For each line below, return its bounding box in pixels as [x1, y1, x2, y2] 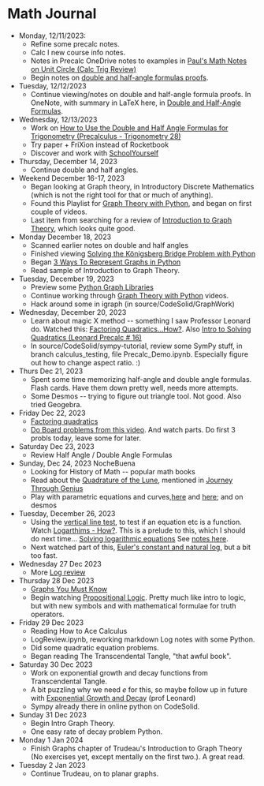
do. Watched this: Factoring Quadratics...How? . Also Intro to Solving [30, 324, 251, 334]
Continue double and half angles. [30, 165, 139, 174]
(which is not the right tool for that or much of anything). [30, 190, 214, 200]
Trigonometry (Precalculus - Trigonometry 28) [30, 131, 182, 140]
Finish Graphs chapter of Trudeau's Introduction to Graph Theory [30, 743, 243, 753]
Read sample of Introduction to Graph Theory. [30, 265, 180, 275]
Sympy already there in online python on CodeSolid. [30, 702, 200, 711]
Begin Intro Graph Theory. [30, 718, 116, 728]
